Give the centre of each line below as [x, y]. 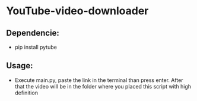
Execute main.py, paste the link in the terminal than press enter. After [99, 80]
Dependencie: [33, 33]
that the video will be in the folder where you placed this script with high [103, 86]
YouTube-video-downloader [77, 11]
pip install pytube [36, 47]
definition [26, 93]
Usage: [20, 66]
